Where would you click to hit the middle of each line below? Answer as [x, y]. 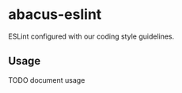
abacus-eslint [55, 15]
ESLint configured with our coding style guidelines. [91, 36]
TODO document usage [47, 80]
